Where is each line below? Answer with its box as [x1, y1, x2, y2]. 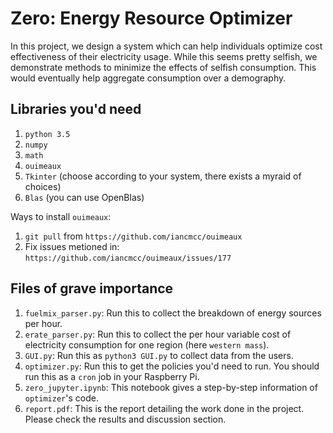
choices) [24, 180, 62, 192]
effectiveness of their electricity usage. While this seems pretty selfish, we [10, 50, 318, 62]
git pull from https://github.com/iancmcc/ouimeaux [24, 230, 243, 242]
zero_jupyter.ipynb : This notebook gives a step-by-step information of [24, 381, 318, 393]
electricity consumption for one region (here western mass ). [24, 338, 270, 351]
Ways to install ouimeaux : [10, 210, 112, 222]
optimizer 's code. [24, 392, 99, 404]
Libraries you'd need [10, 101, 142, 118]
